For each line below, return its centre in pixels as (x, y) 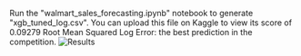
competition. (33, 42)
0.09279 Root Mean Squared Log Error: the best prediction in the (131, 32)
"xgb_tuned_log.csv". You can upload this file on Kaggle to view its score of (151, 23)
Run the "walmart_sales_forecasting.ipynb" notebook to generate (131, 13)
